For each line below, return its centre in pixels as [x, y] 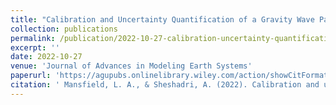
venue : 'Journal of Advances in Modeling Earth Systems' [131, 66]
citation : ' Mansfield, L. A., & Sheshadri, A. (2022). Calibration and [165, 85]
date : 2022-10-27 [46, 57]
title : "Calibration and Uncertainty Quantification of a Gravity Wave [162, 19]
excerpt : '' [35, 47]
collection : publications [64, 29]
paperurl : [31, 76]
